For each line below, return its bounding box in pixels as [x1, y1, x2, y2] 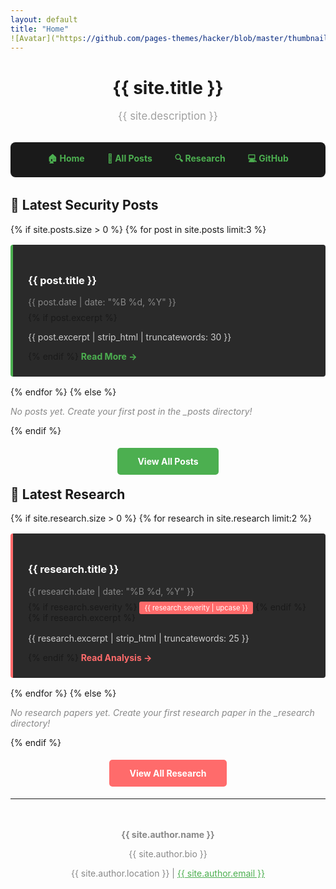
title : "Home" [10, 24, 70, 34]
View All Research [129, 767, 207, 779]
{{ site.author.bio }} [128, 847, 208, 860]
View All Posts [137, 456, 199, 468]
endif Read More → [42, 351, 138, 363]
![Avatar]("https [10, 33, 83, 43]
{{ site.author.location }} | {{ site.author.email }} [71, 867, 265, 879]
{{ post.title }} [28, 273, 98, 287]
